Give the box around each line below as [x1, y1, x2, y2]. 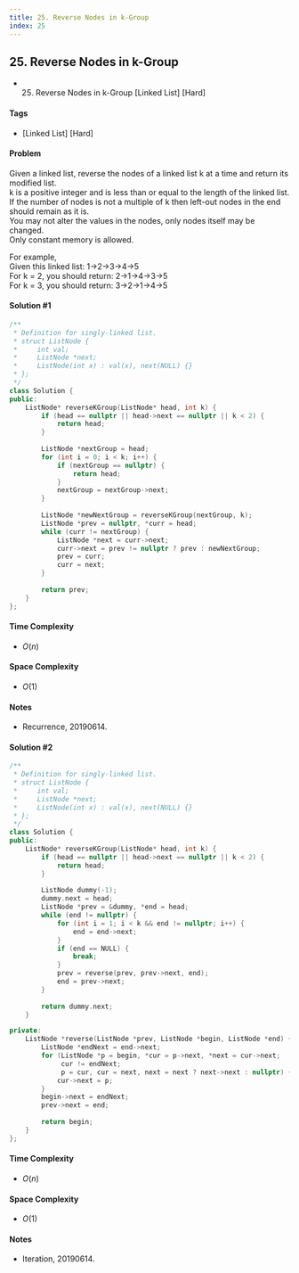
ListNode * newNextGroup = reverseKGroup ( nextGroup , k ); [41, 511, 253, 520]
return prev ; [41, 585, 90, 594]
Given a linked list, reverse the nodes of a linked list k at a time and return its [9, 168, 289, 178]
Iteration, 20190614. [21, 1253, 95, 1264]
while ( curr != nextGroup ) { [41, 527, 149, 536]
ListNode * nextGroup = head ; [41, 445, 149, 454]
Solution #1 [9, 300, 52, 311]
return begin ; [41, 1118, 93, 1127]
